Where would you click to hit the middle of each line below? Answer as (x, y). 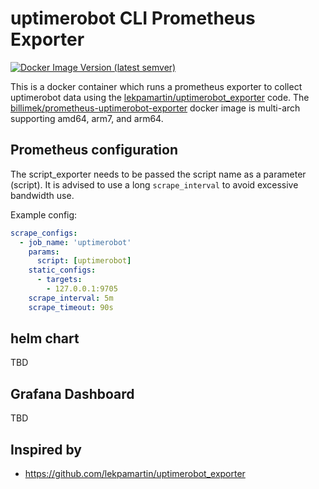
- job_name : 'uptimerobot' (75, 242)
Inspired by (46, 449)
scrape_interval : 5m (71, 298)
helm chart (45, 338)
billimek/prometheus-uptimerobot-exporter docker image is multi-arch (155, 108)
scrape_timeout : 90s (71, 307)
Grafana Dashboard (72, 393)
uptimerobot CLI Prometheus (133, 18)
